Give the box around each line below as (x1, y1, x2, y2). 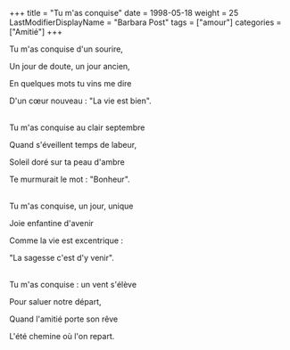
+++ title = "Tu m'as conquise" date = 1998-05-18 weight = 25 (9, 8, 239, 18)
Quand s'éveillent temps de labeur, (9, 140, 137, 150)
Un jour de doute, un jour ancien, (9, 61, 131, 71)
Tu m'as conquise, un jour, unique (9, 200, 134, 211)
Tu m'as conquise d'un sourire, (9, 44, 123, 54)
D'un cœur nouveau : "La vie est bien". (9, 95, 152, 106)
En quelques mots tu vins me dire (9, 78, 132, 88)
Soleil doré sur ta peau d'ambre (9, 157, 125, 167)
